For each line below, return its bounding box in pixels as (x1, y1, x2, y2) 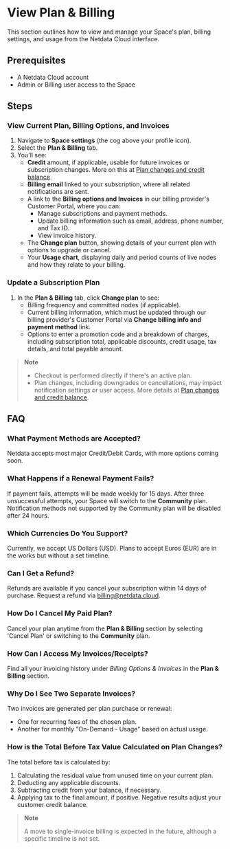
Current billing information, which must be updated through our (27, 308, 207, 316)
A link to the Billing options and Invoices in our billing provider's (27, 195, 209, 203)
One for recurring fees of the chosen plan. (16, 718, 137, 726)
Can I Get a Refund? (7, 569, 75, 578)
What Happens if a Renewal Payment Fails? (7, 474, 154, 483)
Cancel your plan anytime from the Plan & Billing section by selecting (7, 624, 203, 632)
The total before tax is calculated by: (7, 758, 111, 766)
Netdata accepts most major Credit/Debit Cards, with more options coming (7, 449, 219, 458)
